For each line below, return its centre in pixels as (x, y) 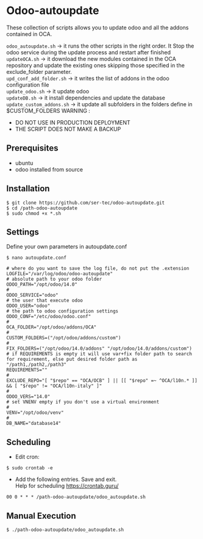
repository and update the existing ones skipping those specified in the (95, 65)
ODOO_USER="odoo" (28, 306)
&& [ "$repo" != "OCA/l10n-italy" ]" (54, 386)
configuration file (28, 85)
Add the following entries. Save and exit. (66, 479)
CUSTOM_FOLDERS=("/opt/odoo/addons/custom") (64, 338)
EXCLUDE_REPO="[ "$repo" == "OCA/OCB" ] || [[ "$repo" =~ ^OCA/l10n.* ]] (102, 381)
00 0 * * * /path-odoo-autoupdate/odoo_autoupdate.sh (76, 497)
